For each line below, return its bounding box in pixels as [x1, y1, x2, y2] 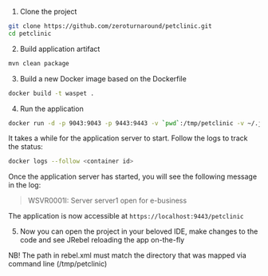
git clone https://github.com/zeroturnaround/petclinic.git [8, 22, 213, 30]
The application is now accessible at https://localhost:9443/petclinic [8, 211, 245, 221]
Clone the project [19, 7, 77, 16]
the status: [8, 142, 44, 152]
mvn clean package [8, 59, 69, 67]
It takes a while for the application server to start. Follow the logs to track [8, 133, 248, 143]
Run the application [19, 104, 84, 113]
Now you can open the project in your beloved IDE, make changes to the [19, 227, 258, 236]
